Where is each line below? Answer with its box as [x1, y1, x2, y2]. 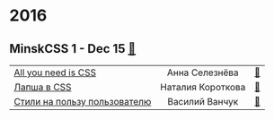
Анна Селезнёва [166, 66, 240, 79]
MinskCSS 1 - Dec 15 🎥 [9, 41, 137, 56]
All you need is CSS [13, 66, 97, 79]
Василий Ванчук [167, 96, 239, 107]
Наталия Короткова [160, 81, 246, 93]
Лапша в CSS [13, 81, 72, 93]
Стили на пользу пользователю [13, 96, 152, 107]
